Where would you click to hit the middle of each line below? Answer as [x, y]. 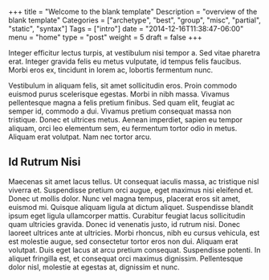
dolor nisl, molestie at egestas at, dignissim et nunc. [94, 267]
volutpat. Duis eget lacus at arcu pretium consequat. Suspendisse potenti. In [134, 249]
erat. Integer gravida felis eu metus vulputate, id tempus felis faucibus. [125, 61]
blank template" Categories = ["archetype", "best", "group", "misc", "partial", [134, 20]
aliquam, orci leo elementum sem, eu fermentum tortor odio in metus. [123, 128]
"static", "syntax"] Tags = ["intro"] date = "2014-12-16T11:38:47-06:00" [126, 29]
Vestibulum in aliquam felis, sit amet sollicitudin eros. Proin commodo [123, 85]
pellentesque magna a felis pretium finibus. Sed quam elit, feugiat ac [122, 103]
